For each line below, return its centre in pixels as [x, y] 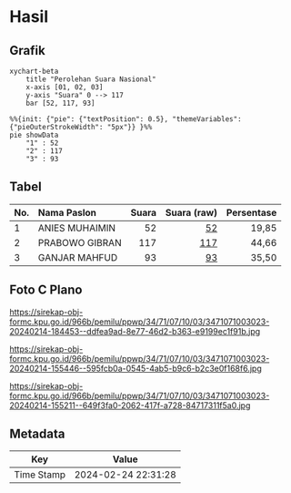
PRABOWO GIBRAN [80, 242]
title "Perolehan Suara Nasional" [91, 79]
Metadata [37, 434]
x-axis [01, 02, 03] [65, 87]
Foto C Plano [46, 290]
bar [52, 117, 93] [60, 103]
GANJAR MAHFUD [78, 257]
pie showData [34, 135]
